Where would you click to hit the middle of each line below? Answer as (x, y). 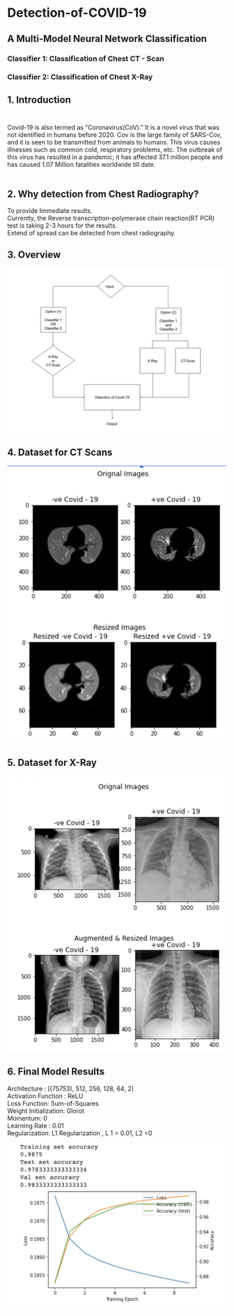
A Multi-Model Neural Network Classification (107, 39)
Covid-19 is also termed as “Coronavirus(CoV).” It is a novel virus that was (113, 128)
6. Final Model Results (56, 1072)
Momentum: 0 (27, 1118)
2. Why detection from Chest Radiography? (103, 194)
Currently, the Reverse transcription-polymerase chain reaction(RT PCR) (111, 219)
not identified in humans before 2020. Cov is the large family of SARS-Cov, (115, 135)
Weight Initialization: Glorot (46, 1111)
